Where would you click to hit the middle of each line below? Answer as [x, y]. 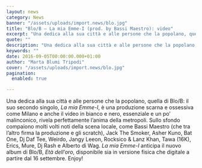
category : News [25, 17]
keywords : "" [23, 51]
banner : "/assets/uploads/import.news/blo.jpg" [67, 23]
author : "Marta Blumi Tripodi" [45, 62]
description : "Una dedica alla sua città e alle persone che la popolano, [102, 46]
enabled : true [29, 79]
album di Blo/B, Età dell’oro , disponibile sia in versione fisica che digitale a [98, 152]
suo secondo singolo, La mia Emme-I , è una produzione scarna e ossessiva [100, 107]
